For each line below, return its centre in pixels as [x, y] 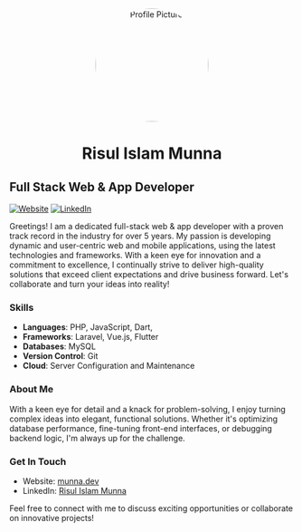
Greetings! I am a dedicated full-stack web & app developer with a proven [146, 226]
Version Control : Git [60, 356]
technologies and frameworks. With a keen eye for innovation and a [135, 255]
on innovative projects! [52, 517]
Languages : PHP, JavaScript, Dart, [88, 327]
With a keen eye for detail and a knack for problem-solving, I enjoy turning [148, 409]
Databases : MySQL [59, 346]
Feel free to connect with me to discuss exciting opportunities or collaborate [151, 508]
